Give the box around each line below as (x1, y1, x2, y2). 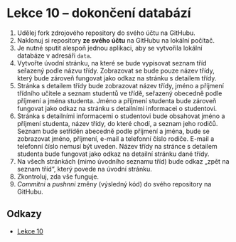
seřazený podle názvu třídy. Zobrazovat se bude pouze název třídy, (16, 66, 215, 75)
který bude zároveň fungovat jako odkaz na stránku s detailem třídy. (16, 73, 217, 83)
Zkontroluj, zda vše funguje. (16, 172, 100, 181)
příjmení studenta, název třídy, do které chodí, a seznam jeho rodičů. (16, 119, 218, 127)
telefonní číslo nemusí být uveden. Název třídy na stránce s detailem (16, 142, 218, 150)
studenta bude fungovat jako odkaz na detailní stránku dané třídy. (16, 149, 210, 158)
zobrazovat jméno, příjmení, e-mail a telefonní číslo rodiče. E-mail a (16, 134, 215, 143)
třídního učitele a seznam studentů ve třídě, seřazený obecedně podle (16, 89, 222, 98)
